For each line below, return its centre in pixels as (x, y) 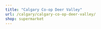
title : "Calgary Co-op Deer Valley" (44, 10)
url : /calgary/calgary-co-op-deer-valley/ (50, 14)
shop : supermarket (24, 19)
